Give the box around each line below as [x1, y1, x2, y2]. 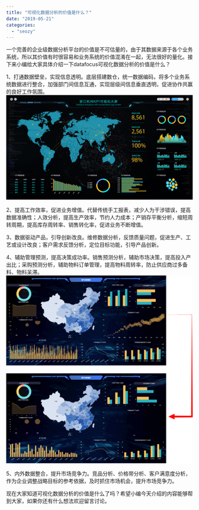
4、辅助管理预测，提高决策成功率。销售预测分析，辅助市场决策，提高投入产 [6, 254, 191, 261]
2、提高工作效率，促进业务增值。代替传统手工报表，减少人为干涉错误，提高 [6, 206, 191, 214]
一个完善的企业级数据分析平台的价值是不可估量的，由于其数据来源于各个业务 [6, 46, 193, 53]
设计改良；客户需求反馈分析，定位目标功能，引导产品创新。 [16, 241, 162, 248]
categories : [6, 22, 36, 28]
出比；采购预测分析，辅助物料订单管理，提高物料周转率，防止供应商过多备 [6, 261, 188, 269]
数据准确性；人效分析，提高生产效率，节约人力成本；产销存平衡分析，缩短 [6, 214, 188, 221]
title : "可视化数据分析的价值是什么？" [6, 9, 92, 15]
